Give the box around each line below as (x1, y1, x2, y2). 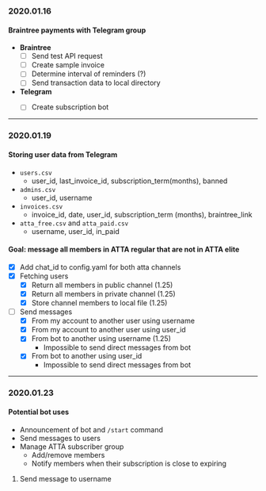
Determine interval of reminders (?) (31, 69, 146, 79)
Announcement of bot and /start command (19, 424, 164, 434)
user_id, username (31, 193, 93, 202)
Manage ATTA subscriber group (19, 442, 124, 451)
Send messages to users (19, 433, 101, 443)
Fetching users (19, 271, 69, 281)
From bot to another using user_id (31, 351, 142, 361)
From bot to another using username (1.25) (31, 334, 172, 343)
